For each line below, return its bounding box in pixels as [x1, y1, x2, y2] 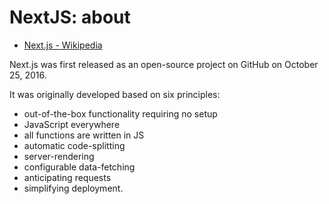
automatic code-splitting [23, 139, 126, 151]
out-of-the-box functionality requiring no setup [23, 107, 218, 120]
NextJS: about [9, 6, 131, 29]
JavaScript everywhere [23, 118, 121, 130]
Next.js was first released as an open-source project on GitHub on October [9, 58, 319, 70]
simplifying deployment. [23, 182, 124, 194]
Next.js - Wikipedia [23, 39, 103, 51]
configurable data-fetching [23, 161, 136, 173]
